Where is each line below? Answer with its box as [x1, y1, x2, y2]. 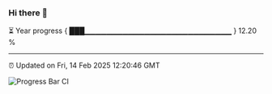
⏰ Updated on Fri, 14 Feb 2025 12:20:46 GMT [8, 60, 160, 71]
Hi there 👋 [8, 7, 49, 18]
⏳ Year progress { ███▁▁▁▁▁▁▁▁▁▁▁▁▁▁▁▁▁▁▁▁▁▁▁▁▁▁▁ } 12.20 [8, 26, 257, 35]
